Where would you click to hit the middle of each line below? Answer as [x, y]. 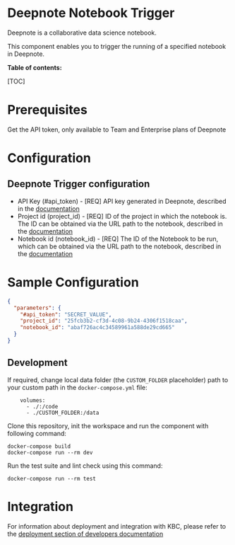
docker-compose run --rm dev [50, 452]
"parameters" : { [37, 308]
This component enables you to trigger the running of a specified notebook [117, 46]
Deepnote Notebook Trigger [91, 13]
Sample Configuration [73, 283]
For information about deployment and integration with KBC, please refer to [117, 526]
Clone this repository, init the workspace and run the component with [108, 425]
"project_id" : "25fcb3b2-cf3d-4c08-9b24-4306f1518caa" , [104, 321]
